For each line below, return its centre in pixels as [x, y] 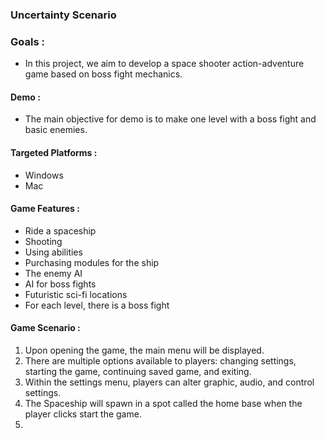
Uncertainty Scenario [63, 15]
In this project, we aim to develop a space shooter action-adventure [164, 64]
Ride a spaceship [60, 230]
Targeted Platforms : [54, 153]
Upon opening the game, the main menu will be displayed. [144, 350]
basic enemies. [56, 130]
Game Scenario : [45, 328]
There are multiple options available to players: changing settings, [160, 361]
